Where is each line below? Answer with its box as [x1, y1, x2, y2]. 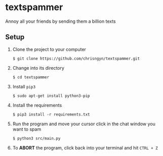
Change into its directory [12, 65, 65, 71]
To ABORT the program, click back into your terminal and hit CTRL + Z [12, 144, 158, 150]
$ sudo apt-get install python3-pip [12, 93, 90, 98]
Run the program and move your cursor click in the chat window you [12, 121, 156, 127]
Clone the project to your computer [12, 46, 86, 52]
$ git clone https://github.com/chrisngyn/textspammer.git [12, 56, 140, 61]
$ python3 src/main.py [12, 136, 61, 141]
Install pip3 [12, 83, 36, 89]
